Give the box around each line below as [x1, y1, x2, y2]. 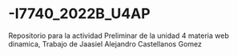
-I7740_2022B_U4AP [8, 5, 151, 23]
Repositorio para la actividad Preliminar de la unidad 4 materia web [8, 31, 230, 40]
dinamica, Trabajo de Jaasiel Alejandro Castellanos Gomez [8, 39, 203, 48]
